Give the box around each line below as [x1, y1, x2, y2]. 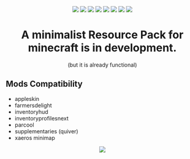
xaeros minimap [14, 134, 56, 141]
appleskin [14, 95, 40, 102]
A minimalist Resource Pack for [21, 28, 184, 42]
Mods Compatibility [6, 79, 83, 89]
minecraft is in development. [28, 41, 177, 55]
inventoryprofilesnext [14, 114, 69, 122]
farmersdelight [14, 102, 53, 109]
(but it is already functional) [67, 61, 137, 68]
